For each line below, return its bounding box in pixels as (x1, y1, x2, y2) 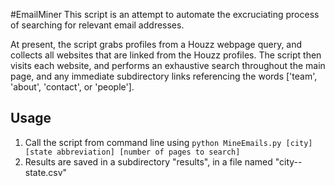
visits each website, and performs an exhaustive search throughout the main (10, 60, 326, 71)
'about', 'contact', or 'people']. (10, 81, 135, 93)
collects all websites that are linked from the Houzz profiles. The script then (10, 49, 322, 61)
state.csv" (24, 166, 68, 178)
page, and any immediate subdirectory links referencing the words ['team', (10, 70, 318, 82)
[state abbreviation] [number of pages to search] (24, 147, 241, 157)
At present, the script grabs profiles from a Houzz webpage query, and (10, 39, 303, 50)
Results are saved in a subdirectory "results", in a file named (24, 155, 273, 168)
